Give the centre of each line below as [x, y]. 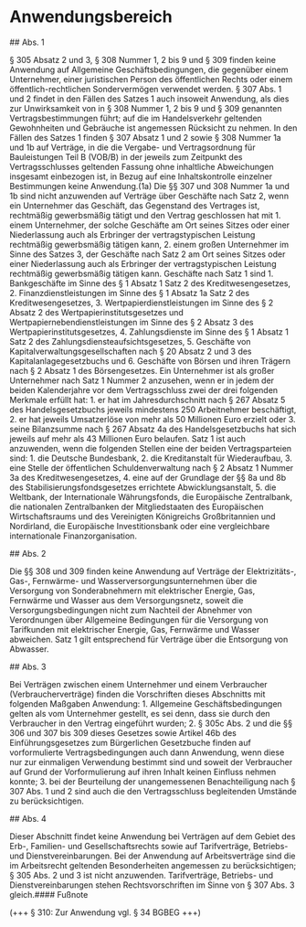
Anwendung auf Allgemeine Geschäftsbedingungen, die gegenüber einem [149, 69]
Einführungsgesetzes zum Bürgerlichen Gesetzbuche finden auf [130, 742]
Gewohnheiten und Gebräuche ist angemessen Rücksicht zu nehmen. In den [153, 128]
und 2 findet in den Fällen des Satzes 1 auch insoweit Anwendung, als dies [149, 99]
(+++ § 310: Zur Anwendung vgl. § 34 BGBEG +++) [105, 912]
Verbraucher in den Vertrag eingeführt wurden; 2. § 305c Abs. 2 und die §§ [151, 723]
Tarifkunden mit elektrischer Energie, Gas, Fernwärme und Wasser [135, 629]
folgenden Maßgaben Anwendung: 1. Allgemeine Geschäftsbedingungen [146, 703]
